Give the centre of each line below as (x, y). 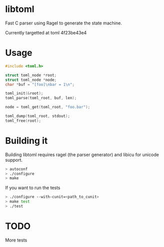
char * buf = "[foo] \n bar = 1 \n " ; (40, 84)
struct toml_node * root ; (31, 75)
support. (14, 160)
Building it (26, 140)
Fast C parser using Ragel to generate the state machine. (64, 23)
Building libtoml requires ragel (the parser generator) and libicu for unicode (82, 154)
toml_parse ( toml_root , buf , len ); (41, 98)
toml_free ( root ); (23, 121)
